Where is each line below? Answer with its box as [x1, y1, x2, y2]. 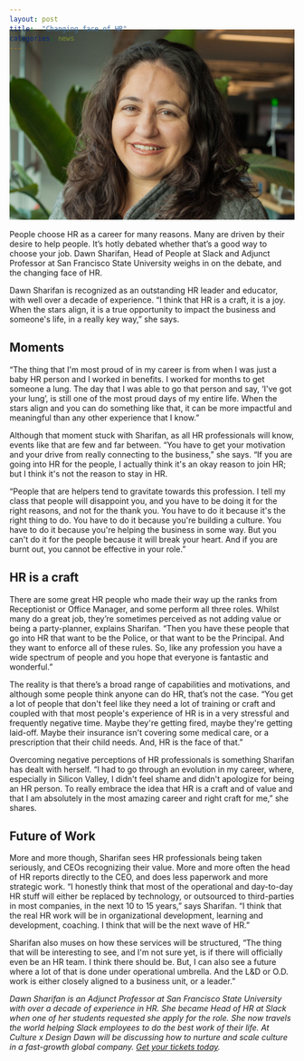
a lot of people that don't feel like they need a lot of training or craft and [9, 698, 276, 709]
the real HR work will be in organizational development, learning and [9, 911, 264, 921]
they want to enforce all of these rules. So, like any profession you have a [9, 641, 282, 652]
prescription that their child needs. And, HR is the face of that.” [9, 737, 243, 748]
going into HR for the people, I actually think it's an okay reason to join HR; [9, 458, 287, 469]
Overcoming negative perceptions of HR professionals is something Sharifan [9, 754, 295, 765]
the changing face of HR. [9, 267, 103, 278]
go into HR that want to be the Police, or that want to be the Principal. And [9, 632, 285, 643]
